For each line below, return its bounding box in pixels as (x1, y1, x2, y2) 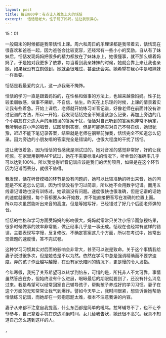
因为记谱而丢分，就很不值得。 (5, 165, 66, 171)
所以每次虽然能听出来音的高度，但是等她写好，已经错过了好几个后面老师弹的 (5, 201, 161, 207)
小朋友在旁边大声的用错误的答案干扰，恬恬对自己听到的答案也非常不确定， (9, 118, 161, 124)
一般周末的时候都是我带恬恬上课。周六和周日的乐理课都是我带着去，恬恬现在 (5, 41, 161, 47)
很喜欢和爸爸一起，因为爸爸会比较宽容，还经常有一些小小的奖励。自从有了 (5, 48, 157, 53)
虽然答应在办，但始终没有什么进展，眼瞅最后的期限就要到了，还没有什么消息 (5, 276, 161, 282)
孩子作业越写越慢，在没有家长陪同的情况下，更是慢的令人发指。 (22, 259, 152, 265)
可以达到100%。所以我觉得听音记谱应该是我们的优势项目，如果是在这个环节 (5, 159, 160, 165)
